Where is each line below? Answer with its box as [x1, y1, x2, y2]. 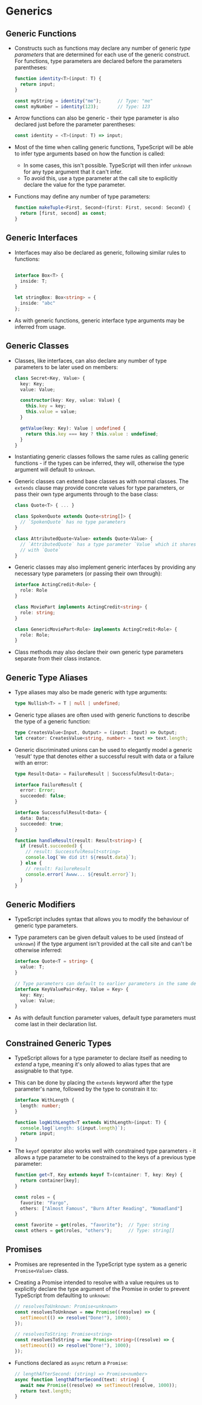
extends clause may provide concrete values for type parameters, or [14, 484, 185, 492]
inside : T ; [20, 278, 48, 284]
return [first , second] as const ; [20, 211, 107, 217]
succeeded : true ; [20, 821, 64, 827]
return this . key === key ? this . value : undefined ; [25, 431, 158, 437]
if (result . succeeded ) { [20, 843, 83, 849]
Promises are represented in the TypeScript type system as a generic [14, 1261, 187, 1268]
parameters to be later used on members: [14, 363, 119, 371]
